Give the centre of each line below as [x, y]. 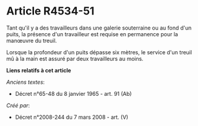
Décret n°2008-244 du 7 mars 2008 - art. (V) [71, 117]
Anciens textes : [26, 82]
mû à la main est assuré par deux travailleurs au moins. [75, 58]
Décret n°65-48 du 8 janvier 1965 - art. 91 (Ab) [73, 93]
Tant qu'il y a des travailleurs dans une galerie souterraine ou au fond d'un [99, 28]
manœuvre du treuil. [32, 40]
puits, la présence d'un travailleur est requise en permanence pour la [92, 34]
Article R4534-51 [51, 11]
